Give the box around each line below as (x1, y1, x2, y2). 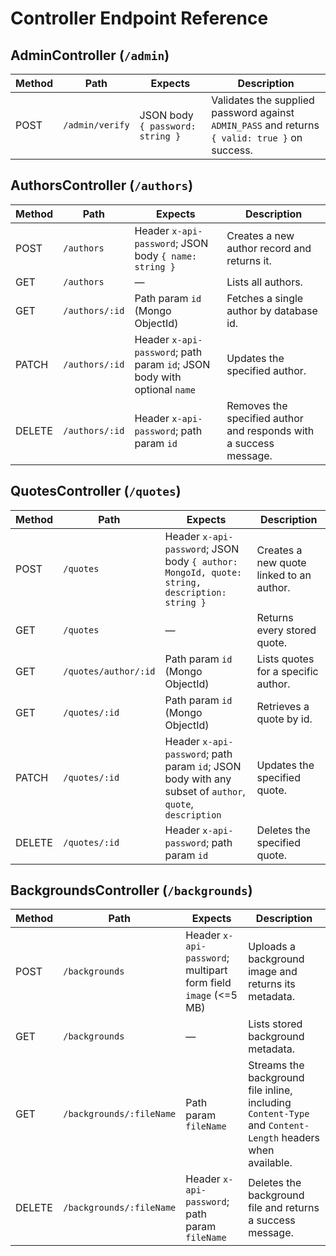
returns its (248, 977, 296, 991)
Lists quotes (256, 652, 315, 666)
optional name (134, 382, 196, 396)
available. (248, 1156, 293, 1170)
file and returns (248, 1201, 320, 1215)
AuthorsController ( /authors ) (10, 177, 194, 194)
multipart (185, 963, 228, 977)
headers (281, 1131, 321, 1145)
